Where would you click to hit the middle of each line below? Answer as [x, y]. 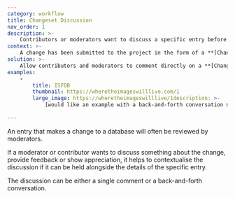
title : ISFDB [51, 85]
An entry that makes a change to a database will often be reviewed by [108, 131]
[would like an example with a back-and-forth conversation [134, 105]
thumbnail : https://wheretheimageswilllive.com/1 [106, 92]
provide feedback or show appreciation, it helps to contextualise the [105, 160]
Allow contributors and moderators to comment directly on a [111, 66]
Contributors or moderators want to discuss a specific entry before [123, 40]
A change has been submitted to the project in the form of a [112, 53]
